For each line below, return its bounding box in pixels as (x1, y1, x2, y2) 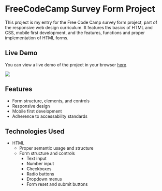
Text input (26, 156, 47, 161)
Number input (26, 161, 54, 167)
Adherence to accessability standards (12, 113, 88, 119)
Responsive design (12, 103, 50, 109)
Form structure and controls (19, 150, 75, 156)
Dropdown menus (26, 176, 62, 182)
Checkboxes (26, 166, 52, 172)
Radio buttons (26, 171, 55, 177)
